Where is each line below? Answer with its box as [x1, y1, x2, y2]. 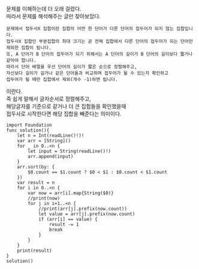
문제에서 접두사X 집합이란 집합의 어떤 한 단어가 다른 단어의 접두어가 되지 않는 [6, 26, 174, 32]
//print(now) [28, 195, 61, 201]
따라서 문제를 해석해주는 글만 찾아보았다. [6, 13, 101, 20]
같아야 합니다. [6, 57, 37, 63]
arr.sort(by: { [17, 164, 55, 170]
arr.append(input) [28, 154, 74, 160]
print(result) [17, 247, 52, 253]
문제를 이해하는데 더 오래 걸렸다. [6, 5, 82, 12]
